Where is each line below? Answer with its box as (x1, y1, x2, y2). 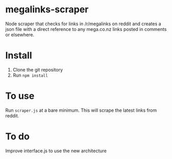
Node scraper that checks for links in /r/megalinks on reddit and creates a (5, 21, 162, 27)
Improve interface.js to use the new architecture (5, 148, 107, 154)
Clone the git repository (12, 66, 63, 73)
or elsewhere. (5, 31, 34, 38)
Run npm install (12, 72, 48, 78)
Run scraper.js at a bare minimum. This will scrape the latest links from (5, 107, 157, 113)
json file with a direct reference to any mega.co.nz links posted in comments (5, 26, 167, 32)
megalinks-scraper (5, 4, 89, 15)
